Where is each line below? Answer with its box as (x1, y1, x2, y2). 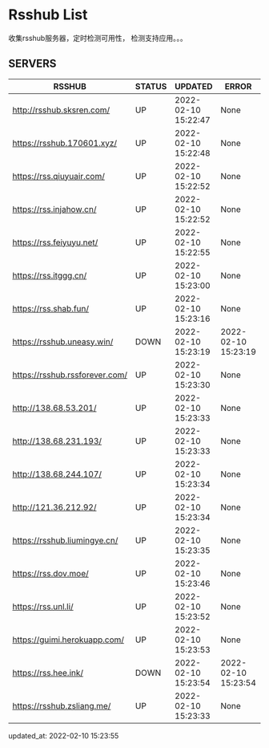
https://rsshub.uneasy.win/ (12, 335, 114, 347)
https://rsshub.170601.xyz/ (12, 137, 118, 148)
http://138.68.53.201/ (12, 402, 97, 413)
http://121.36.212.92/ (12, 502, 97, 513)
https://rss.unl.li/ (12, 600, 74, 612)
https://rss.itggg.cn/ (12, 270, 87, 281)
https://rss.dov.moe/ (12, 567, 90, 579)
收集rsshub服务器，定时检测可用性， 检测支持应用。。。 (8, 33, 188, 43)
